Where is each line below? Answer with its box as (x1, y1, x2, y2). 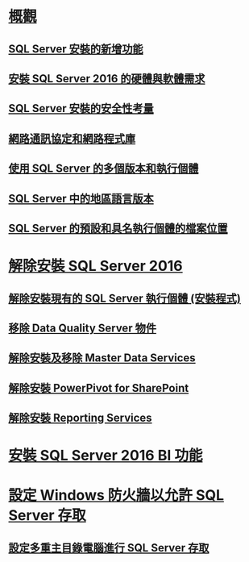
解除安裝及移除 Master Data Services (8, 352, 196, 365)
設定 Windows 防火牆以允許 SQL (8, 486, 224, 505)
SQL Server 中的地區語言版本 (8, 191, 155, 206)
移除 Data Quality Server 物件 (8, 321, 157, 335)
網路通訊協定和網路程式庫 (8, 131, 135, 145)
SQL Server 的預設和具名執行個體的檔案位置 (8, 221, 228, 235)
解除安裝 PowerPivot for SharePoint (8, 381, 189, 395)
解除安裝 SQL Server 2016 (8, 257, 183, 275)
